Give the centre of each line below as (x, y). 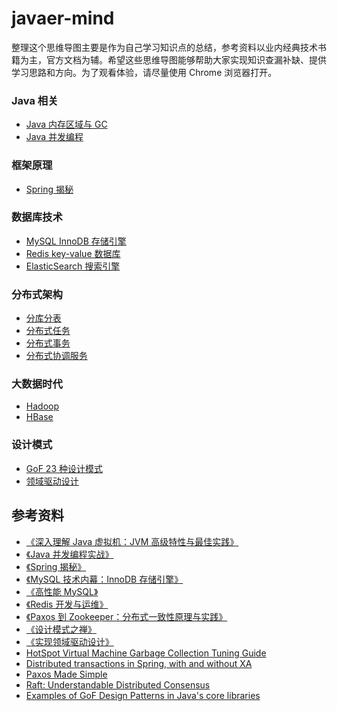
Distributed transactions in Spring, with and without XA (139, 663)
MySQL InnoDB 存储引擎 (76, 241)
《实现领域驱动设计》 (69, 641)
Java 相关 (35, 100)
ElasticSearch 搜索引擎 (73, 266)
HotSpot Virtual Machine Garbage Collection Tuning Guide (146, 653)
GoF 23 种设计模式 (64, 468)
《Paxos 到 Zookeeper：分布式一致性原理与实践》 (126, 616)
